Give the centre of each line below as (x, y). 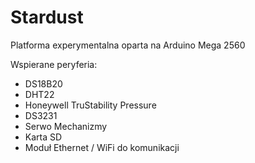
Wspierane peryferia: (54, 64)
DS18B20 (43, 83)
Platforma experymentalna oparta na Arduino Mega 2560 (128, 45)
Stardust (47, 17)
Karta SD (43, 137)
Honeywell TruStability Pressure (90, 105)
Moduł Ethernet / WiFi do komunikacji (102, 147)
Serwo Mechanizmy (66, 126)
